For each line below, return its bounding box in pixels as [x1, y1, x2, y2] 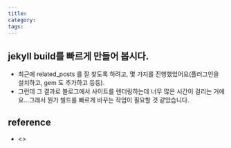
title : [8, 10, 27, 17]
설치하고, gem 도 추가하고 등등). [17, 79, 105, 87]
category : [8, 17, 37, 24]
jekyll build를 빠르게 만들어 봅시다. [8, 50, 149, 62]
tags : [8, 23, 24, 30]
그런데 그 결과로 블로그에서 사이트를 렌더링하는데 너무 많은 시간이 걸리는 [17, 87, 212, 95]
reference [8, 116, 51, 128]
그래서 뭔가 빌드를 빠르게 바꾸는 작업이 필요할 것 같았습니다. [28, 96, 190, 104]
